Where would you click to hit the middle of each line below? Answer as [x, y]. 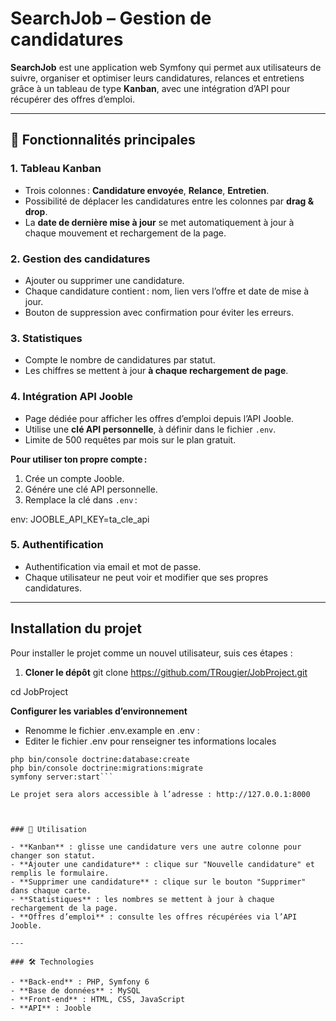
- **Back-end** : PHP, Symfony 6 [80, 982]
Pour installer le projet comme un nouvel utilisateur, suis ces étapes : [151, 653]
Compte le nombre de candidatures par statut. [120, 360]
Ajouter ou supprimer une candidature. [104, 280]
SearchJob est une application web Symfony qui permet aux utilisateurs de [166, 67]
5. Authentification [57, 545]
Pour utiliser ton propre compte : [79, 459]
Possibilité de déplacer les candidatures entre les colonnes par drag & [169, 201]
